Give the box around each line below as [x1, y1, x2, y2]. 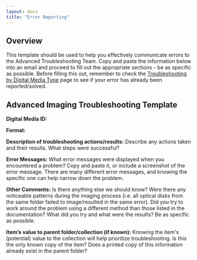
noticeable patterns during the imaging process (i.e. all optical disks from [6, 192, 183, 199]
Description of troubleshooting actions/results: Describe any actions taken [6, 138, 191, 145]
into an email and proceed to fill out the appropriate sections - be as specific [6, 64, 192, 71]
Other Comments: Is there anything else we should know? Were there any [6, 186, 186, 193]
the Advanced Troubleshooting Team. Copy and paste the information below [6, 58, 192, 65]
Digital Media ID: [6, 115, 48, 122]
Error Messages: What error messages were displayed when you [6, 156, 165, 163]
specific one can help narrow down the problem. [6, 175, 124, 182]
